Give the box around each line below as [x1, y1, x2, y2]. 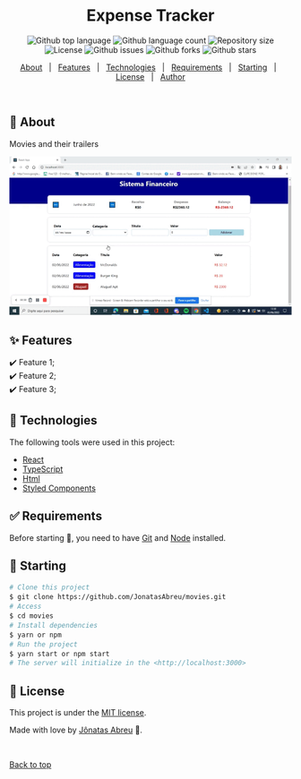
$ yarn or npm [9, 630, 63, 639]
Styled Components [21, 483, 97, 493]
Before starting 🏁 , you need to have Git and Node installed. [9, 532, 227, 543]
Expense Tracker [86, 5, 215, 26]
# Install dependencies [9, 621, 99, 629]
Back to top [9, 759, 52, 770]
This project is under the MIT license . [9, 707, 147, 718]
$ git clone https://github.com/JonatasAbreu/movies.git [9, 593, 227, 602]
